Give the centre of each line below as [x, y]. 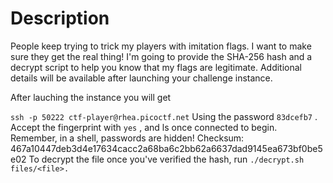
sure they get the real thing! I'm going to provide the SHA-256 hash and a [161, 56]
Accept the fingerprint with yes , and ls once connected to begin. [144, 127]
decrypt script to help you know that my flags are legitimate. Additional [156, 67]
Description [60, 18]
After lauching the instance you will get [91, 97]
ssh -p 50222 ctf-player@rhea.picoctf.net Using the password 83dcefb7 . [164, 116]
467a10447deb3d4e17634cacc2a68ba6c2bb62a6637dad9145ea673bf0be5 [166, 148]
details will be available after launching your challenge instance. [141, 78]
